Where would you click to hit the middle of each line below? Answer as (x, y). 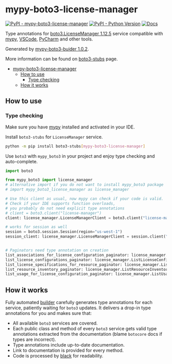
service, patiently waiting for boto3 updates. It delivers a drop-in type (78, 308)
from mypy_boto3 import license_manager (49, 180)
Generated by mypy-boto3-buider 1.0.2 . (47, 49)
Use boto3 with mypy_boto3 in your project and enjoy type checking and (80, 156)
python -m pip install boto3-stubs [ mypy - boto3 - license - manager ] (75, 146)
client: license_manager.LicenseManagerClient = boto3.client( (74, 218)
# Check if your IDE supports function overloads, (60, 203)
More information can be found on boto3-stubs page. (62, 59)
